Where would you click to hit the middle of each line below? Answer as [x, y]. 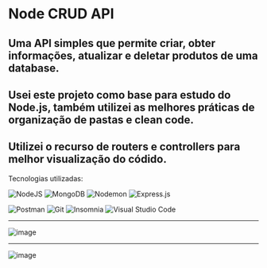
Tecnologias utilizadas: [46, 178]
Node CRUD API [61, 14]
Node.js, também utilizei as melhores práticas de [132, 107]
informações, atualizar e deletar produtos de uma [133, 55]
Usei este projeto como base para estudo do [120, 95]
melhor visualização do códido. [87, 159]
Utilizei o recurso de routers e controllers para [124, 147]
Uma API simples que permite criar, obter [112, 43]
